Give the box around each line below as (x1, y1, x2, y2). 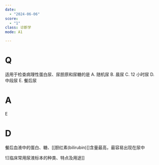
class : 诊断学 (5, 25, 32, 30)
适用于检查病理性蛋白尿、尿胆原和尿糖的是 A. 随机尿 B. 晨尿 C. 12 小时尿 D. (5, 71, 155, 77)
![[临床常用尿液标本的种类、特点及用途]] (5, 155, 85, 161)
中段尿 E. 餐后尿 (5, 77, 37, 83)
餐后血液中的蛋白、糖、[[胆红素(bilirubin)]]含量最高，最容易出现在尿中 (5, 144, 145, 150)
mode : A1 (5, 30, 23, 34)
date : (5, 7, 16, 12)
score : (5, 16, 18, 21)
